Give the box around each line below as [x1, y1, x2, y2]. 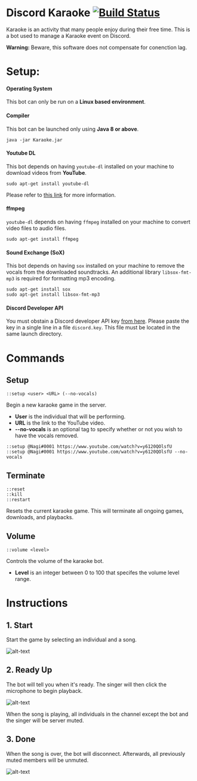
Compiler [6, 111, 30, 119]
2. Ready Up [6, 665, 53, 675]
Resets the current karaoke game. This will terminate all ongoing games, [6, 507, 184, 514]
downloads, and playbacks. [6, 514, 74, 521]
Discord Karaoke [6, 6, 91, 20]
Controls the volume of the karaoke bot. [6, 557, 104, 564]
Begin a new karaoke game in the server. [6, 401, 107, 408]
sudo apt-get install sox [6, 286, 70, 293]
